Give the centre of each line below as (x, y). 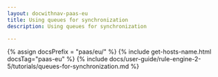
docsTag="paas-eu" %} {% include (58, 59)
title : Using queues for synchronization (68, 20)
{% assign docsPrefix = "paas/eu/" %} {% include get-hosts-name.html (109, 52)
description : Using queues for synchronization (77, 26)
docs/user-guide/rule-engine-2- (155, 59)
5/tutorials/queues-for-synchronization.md (68, 67)
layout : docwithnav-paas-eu (48, 13)
